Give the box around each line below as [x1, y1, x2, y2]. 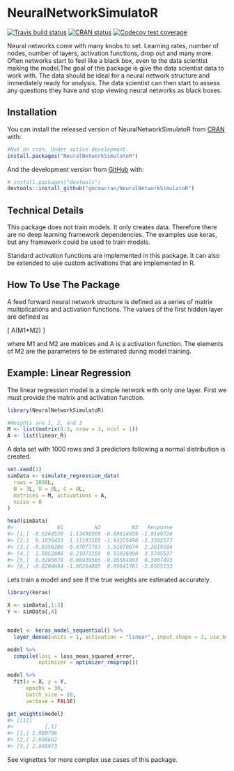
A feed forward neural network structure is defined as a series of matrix [7, 297, 213, 305]
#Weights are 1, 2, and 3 [7, 419, 82, 426]
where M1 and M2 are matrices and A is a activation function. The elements [7, 339, 224, 347]
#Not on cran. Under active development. [7, 145, 130, 153]
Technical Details [7, 204, 84, 216]
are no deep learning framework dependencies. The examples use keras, [7, 231, 217, 239]
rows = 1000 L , [13, 479, 54, 486]
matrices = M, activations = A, [13, 491, 108, 499]
